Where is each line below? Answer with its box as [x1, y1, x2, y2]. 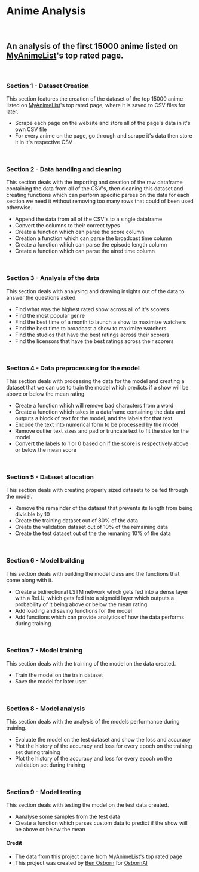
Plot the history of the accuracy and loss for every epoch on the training [14, 742, 192, 749]
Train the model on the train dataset [14, 672, 103, 679]
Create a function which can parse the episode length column [14, 241, 167, 248]
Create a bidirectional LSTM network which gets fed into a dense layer [14, 588, 188, 595]
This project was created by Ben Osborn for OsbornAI [14, 859, 148, 866]
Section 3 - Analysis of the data [6, 274, 100, 282]
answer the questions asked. [6, 294, 77, 301]
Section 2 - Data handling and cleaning [6, 165, 121, 173]
